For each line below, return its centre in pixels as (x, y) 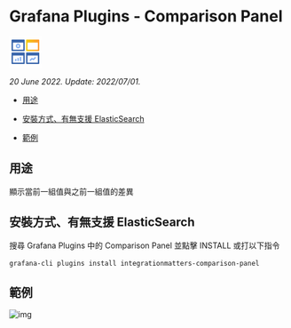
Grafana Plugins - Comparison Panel (146, 16)
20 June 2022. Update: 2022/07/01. (75, 81)
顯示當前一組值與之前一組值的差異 (71, 191)
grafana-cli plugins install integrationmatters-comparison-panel (134, 263)
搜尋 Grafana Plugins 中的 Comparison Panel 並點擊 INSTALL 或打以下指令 (145, 245)
